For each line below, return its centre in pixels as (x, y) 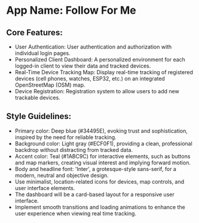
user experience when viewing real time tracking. (75, 213)
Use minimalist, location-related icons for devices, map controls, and (99, 181)
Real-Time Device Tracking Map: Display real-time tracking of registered (104, 72)
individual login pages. (42, 53)
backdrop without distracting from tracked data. (74, 149)
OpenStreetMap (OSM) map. (50, 85)
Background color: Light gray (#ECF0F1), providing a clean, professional (103, 143)
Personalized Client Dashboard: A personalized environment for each (100, 59)
